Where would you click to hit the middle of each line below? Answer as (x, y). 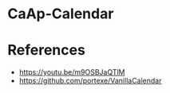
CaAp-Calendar (61, 14)
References (46, 50)
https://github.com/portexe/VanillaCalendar (90, 81)
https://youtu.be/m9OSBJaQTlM (72, 72)
